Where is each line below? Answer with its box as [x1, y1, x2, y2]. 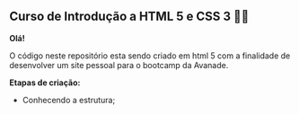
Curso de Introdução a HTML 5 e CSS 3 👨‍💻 [9, 9, 250, 24]
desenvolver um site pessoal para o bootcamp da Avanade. [9, 59, 229, 70]
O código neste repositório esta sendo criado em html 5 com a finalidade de [9, 50, 291, 61]
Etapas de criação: [9, 77, 81, 88]
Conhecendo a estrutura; [22, 94, 116, 105]
